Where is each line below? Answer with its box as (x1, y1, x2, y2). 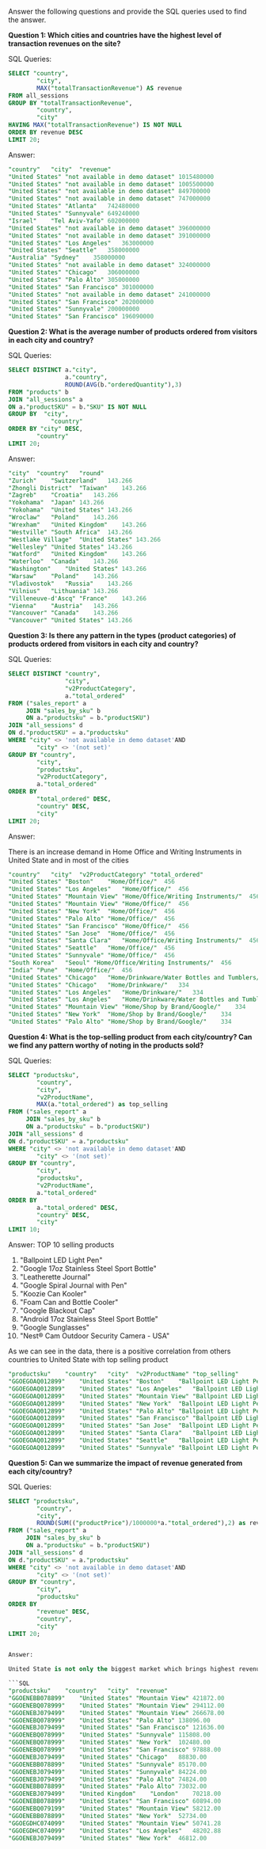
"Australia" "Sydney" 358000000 (8, 253, 126, 262)
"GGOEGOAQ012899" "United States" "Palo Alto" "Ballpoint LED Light (8, 1407, 249, 1415)
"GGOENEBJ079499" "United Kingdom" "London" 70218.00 (8, 1790, 222, 1798)
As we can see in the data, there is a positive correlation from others (8, 1346, 231, 1356)
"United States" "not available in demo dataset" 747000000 (8, 195, 211, 203)
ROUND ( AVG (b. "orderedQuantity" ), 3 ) (64, 380, 182, 389)
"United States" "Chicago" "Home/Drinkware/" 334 (8, 981, 190, 989)
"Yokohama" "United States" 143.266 (8, 506, 133, 514)
